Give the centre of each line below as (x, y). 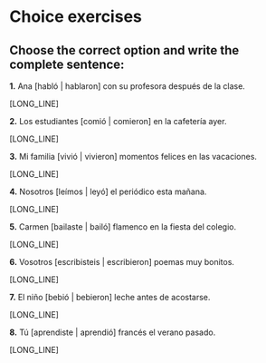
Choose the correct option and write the (124, 50)
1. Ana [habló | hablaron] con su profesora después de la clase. (128, 86)
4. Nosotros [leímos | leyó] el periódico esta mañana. (108, 191)
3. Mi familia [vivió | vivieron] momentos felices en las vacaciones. (133, 157)
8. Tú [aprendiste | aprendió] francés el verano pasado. (113, 332)
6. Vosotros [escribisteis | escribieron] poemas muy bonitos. (122, 262)
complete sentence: (67, 64)
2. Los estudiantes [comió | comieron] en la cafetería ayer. (118, 121)
